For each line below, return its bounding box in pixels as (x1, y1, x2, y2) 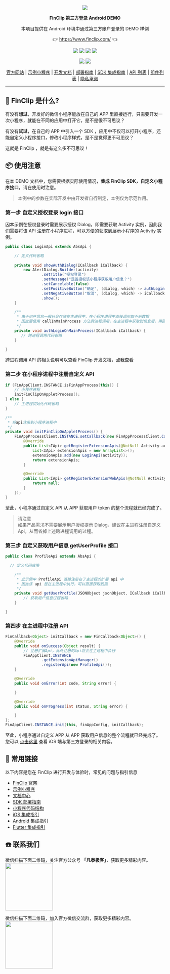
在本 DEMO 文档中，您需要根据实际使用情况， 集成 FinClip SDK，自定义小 (5, 178, 158, 184)
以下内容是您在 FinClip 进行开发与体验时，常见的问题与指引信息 (5, 769, 138, 775)
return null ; (32, 481, 60, 486)
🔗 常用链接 (5, 754, 38, 764)
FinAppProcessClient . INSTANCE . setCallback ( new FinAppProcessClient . (14, 434, 162, 439)
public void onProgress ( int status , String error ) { (14, 704, 128, 709)
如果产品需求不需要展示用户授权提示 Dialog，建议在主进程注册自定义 (17, 522, 161, 528)
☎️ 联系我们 (5, 840, 39, 849)
